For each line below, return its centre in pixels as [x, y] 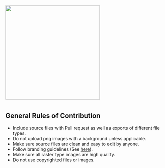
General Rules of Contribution [53, 116]
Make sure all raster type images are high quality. [64, 154]
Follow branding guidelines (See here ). [53, 149]
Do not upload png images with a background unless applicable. [79, 138]
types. [19, 133]
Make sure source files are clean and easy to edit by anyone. [76, 144]
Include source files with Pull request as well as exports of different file [86, 128]
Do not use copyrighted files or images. [53, 160]
